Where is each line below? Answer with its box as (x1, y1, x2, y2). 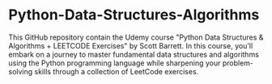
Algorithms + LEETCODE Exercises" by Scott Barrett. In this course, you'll (8, 40, 253, 50)
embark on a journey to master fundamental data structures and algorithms (8, 49, 259, 59)
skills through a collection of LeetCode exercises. (34, 66, 199, 76)
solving (8, 66, 33, 76)
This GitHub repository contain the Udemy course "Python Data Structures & (8, 32, 264, 42)
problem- (222, 58, 253, 68)
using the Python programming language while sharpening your (8, 58, 221, 68)
